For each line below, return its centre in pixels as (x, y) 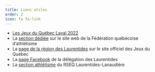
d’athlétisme (25, 44)
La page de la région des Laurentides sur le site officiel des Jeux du (81, 49)
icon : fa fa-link (23, 19)
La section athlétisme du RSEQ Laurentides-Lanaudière (68, 65)
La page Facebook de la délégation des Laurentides (65, 60)
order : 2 (14, 14)
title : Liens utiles (26, 10)
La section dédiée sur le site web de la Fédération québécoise (75, 38)
